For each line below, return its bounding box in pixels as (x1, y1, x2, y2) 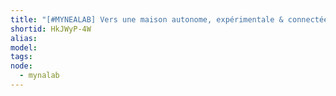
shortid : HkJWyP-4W (10, 24, 92, 34)
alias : (10, 33, 38, 43)
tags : (10, 52, 33, 62)
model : (10, 42, 38, 53)
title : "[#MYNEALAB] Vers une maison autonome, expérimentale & (10, 14, 284, 25)
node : (10, 61, 33, 71)
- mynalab (19, 71, 60, 81)
